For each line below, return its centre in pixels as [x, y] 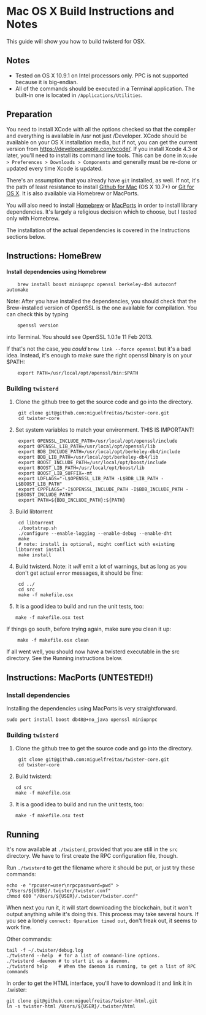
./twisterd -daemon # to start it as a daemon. [68, 961]
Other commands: [29, 939]
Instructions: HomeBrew [54, 256]
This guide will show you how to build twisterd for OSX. [76, 41]
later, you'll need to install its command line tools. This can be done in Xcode [102, 155]
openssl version [38, 326]
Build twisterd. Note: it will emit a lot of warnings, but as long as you [101, 567]
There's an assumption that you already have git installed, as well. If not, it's [103, 180]
